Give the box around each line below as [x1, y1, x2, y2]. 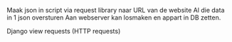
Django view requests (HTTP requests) [6, 27, 121, 35]
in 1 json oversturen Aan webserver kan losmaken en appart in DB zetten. [6, 13, 221, 22]
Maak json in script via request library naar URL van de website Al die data [6, 6, 225, 14]
